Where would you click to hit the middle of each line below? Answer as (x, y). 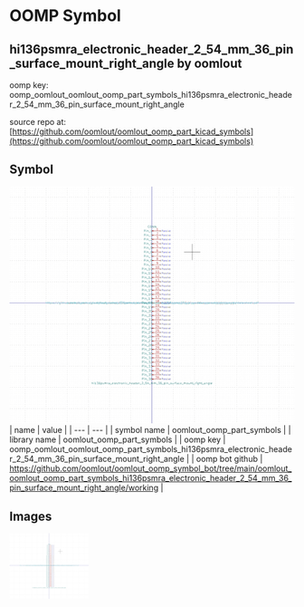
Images (31, 516)
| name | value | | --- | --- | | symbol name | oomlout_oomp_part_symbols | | (150, 430)
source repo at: (38, 122)
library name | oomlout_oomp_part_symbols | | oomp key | (118, 439)
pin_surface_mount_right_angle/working (84, 488)
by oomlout (209, 63)
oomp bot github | (229, 459)
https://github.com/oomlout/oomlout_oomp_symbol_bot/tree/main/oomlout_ (151, 468)
